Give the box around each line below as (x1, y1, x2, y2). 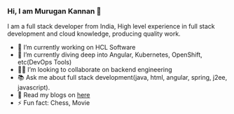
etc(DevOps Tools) (17, 58, 72, 66)
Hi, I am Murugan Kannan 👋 (7, 6, 102, 16)
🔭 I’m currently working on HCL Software (17, 43, 136, 52)
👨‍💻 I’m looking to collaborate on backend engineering (17, 66, 173, 74)
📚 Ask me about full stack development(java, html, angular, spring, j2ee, (17, 73, 228, 82)
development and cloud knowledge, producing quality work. (7, 29, 181, 38)
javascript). (17, 83, 50, 92)
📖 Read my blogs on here (17, 91, 90, 99)
